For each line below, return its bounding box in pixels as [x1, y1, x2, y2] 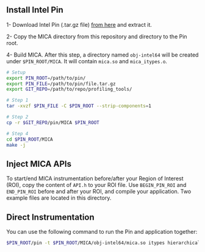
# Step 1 [6, 97, 29, 103]
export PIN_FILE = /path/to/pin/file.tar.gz [6, 80, 116, 87]
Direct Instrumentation [6, 212, 95, 222]
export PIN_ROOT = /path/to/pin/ [6, 75, 86, 81]
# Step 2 [6, 114, 29, 121]
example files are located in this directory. [6, 194, 112, 201]
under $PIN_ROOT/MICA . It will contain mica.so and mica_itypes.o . [6, 57, 168, 65]
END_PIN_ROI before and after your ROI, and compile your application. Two [6, 188, 192, 195]
